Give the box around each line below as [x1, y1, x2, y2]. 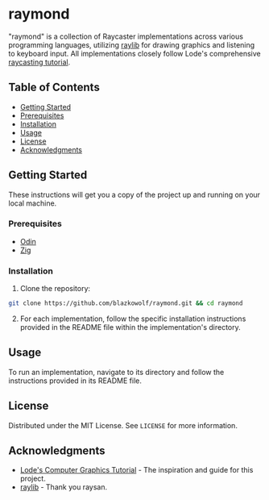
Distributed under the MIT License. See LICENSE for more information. [8, 420, 238, 430]
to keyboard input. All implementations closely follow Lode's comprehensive [8, 48, 261, 58]
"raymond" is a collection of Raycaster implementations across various [8, 31, 244, 41]
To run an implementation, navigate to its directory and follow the [8, 367, 225, 377]
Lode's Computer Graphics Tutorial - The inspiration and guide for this [19, 465, 254, 475]
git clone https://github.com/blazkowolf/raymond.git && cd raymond [8, 299, 243, 307]
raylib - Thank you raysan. [19, 482, 107, 492]
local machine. [8, 198, 57, 208]
